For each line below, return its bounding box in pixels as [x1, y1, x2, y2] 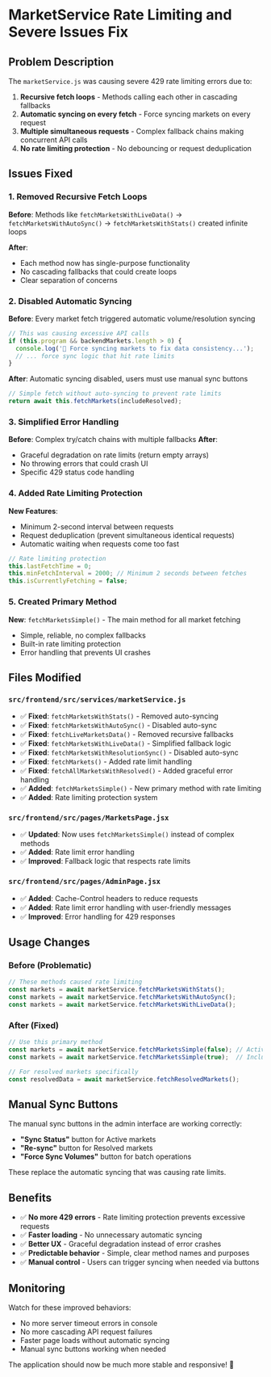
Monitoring [8, 1281, 66, 1295]
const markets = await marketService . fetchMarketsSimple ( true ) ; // [8, 1053, 244, 1062]
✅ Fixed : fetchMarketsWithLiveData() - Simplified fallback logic [19, 739, 231, 748]
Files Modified [8, 671, 82, 684]
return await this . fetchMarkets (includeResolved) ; [8, 398, 182, 406]
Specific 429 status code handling [19, 467, 135, 478]
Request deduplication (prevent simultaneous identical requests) [19, 530, 236, 540]
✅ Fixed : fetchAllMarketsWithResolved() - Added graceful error [19, 766, 234, 776]
